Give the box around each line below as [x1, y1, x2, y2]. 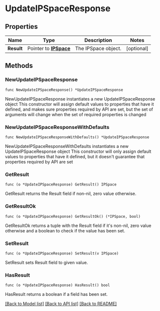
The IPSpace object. [75, 45, 121, 52]
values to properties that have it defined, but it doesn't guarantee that [5, 153, 145, 159]
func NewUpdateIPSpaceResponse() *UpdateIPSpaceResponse [5, 87, 123, 92]
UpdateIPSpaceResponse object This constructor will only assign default [5, 148, 152, 154]
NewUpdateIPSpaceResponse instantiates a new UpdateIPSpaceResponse [5, 96, 156, 102]
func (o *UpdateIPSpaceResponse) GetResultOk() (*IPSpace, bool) [5, 214, 140, 219]
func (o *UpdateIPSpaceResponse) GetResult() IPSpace [5, 182, 117, 187]
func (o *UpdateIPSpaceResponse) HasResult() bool [5, 283, 110, 288]
